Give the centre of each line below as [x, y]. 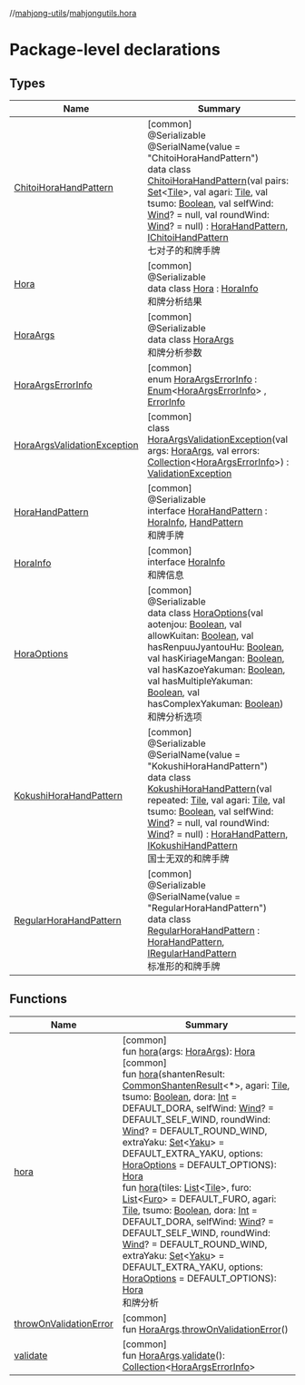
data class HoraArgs [191, 339]
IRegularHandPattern [192, 953]
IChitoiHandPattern [188, 237]
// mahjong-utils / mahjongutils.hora [73, 13]
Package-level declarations [115, 50]
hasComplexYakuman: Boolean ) [216, 704]
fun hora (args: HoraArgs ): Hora [189, 1051]
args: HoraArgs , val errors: [204, 451]
